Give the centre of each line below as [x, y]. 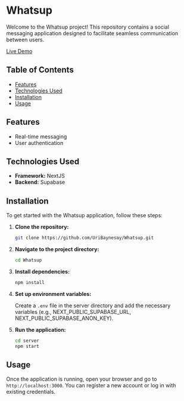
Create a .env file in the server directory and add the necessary [93, 306]
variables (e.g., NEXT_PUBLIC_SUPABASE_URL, [73, 311]
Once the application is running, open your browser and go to [82, 379]
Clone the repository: [42, 227]
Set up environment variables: [53, 294]
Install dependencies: [42, 272]
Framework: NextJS [40, 176]
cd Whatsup [28, 260]
